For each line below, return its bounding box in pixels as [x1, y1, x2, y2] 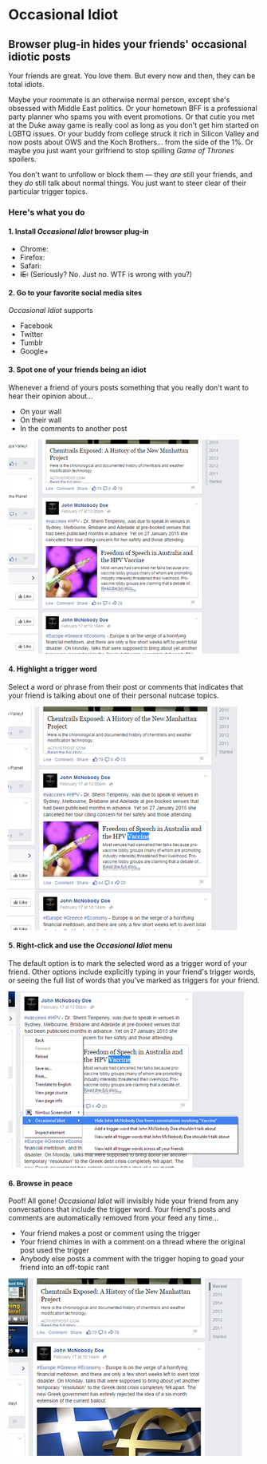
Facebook [19, 321, 53, 330]
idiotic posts [8, 49, 72, 63]
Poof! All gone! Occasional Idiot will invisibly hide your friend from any [8, 1196, 239, 1206]
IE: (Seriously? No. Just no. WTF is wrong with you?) [19, 270, 193, 279]
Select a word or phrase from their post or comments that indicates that [8, 682, 244, 691]
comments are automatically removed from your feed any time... [8, 1213, 219, 1223]
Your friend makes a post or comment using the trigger [19, 1229, 201, 1238]
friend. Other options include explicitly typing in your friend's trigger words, [8, 967, 257, 976]
